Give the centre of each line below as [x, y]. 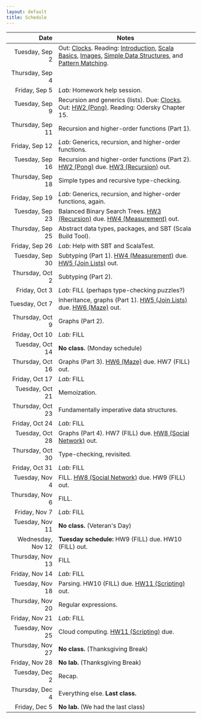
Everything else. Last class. [97, 693]
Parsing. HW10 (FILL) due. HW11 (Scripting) [121, 583]
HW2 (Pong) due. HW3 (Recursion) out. [115, 167]
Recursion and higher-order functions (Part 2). [124, 159]
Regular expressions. [88, 604]
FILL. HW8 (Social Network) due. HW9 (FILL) [122, 477]
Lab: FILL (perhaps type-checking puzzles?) [121, 290]
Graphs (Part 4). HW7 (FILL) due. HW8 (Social [124, 433]
